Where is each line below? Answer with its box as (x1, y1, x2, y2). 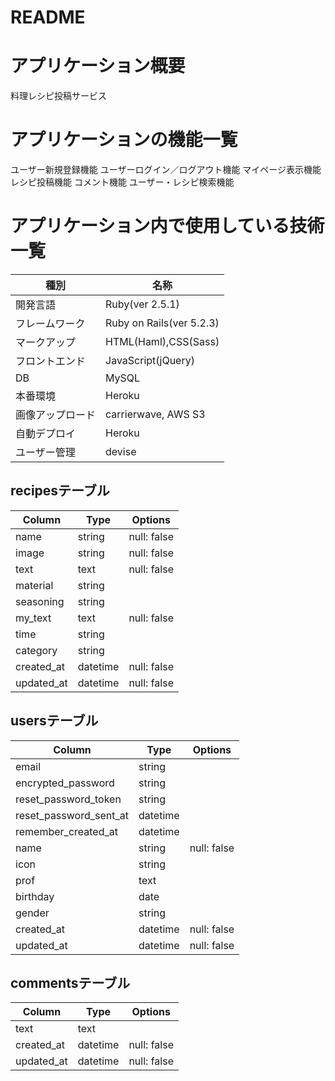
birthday (15, 889, 55, 903)
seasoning (15, 594, 65, 608)
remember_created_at (15, 824, 118, 838)
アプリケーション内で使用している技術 (10, 215, 325, 238)
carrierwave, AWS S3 (105, 407, 206, 421)
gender (15, 906, 50, 920)
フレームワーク (15, 317, 86, 330)
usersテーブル (10, 712, 99, 730)
